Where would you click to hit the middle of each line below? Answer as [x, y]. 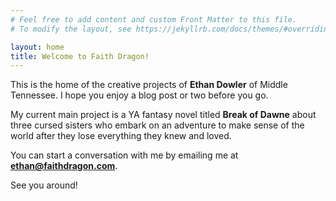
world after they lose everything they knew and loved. [121, 136]
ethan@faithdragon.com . [64, 166]
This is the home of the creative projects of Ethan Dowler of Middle [149, 85]
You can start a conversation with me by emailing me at [124, 155]
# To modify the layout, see [71, 29]
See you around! [44, 185]
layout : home [37, 47]
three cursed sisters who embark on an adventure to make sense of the [157, 125]
